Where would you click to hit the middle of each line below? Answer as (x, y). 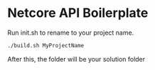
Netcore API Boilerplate (78, 13)
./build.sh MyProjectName (46, 45)
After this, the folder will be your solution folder (76, 59)
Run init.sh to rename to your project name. (71, 33)
